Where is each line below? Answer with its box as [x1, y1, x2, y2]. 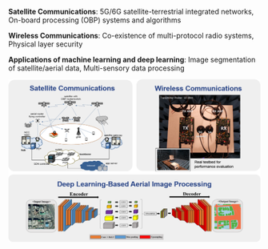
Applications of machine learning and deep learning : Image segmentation [8, 55, 256, 64]
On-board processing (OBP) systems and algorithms [8, 15, 182, 25]
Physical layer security [8, 39, 83, 49]
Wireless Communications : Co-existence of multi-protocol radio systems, [8, 31, 254, 40]
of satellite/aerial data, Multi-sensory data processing [8, 63, 186, 73]
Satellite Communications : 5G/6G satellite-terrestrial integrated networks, [8, 7, 254, 16]
